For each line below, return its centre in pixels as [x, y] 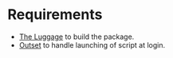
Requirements [55, 15]
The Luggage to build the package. [77, 37]
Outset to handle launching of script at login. [92, 44]
